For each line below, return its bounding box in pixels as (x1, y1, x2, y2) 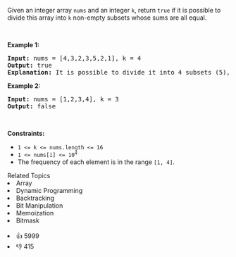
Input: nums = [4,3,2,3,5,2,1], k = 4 (7, 54, 142, 62)
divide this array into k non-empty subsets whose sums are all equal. (7, 13, 207, 22)
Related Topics (7, 172, 51, 180)
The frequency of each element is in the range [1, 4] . (17, 158, 175, 166)
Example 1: (7, 41, 40, 49)
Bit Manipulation (16, 201, 63, 210)
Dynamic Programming (16, 187, 83, 194)
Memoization (16, 209, 54, 217)
